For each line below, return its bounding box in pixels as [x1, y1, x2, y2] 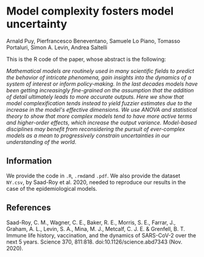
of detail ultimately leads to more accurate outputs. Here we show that [6, 93, 184, 100]
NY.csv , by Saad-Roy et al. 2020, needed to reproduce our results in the [6, 178, 186, 186]
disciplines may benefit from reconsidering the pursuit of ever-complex [6, 125, 185, 132]
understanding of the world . [6, 138, 77, 145]
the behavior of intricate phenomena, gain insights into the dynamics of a [6, 74, 192, 81]
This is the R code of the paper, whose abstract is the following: [6, 55, 166, 63]
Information [6, 156, 52, 166]
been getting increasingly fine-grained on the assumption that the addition [6, 86, 194, 94]
